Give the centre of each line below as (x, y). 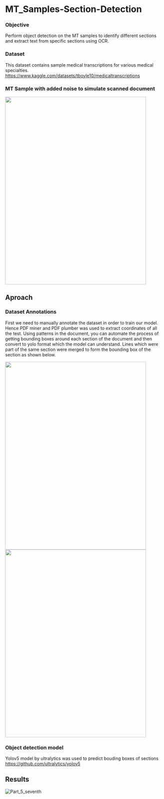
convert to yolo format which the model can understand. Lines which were (82, 344)
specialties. (17, 70)
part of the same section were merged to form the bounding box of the (78, 349)
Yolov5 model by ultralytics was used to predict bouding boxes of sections (82, 758)
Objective (17, 25)
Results (17, 779)
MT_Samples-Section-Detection (73, 9)
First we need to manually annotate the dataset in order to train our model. (82, 323)
